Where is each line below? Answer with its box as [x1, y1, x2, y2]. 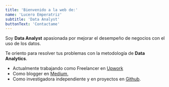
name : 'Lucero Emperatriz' [5, 12, 62, 17]
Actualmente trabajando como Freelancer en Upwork [12, 65, 123, 71]
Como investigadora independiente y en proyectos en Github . [12, 76, 141, 82]
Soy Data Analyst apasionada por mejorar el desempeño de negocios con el [5, 35, 165, 41]
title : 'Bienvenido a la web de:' [5, 7, 78, 13]
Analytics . [5, 56, 27, 62]
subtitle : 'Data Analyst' [5, 17, 60, 22]
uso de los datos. [5, 41, 41, 47]
